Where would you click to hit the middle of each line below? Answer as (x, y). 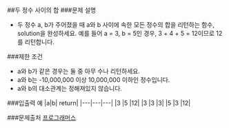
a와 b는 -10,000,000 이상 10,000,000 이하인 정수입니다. (93, 80)
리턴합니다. (40, 42)
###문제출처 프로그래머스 (42, 118)
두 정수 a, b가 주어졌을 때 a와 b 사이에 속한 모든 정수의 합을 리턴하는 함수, (116, 25)
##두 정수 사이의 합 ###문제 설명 (52, 10)
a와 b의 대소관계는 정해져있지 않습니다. (70, 88)
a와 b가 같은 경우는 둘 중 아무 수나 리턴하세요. (78, 71)
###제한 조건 (25, 56)
